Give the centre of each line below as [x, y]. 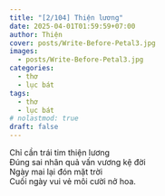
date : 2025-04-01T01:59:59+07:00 [73, 26]
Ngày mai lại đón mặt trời [56, 172]
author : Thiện [36, 34]
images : [24, 51]
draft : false [34, 127]
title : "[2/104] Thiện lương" [67, 18]
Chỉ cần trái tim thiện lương [60, 153]
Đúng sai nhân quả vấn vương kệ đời [78, 162]
